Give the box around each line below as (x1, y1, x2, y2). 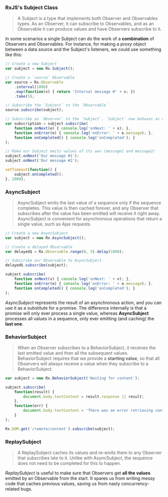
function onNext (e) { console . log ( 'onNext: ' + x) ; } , (14, 126, 131, 131)
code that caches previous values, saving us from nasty (5, 480, 120, 486)
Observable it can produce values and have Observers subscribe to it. (17, 26, 162, 32)
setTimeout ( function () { (5, 167, 57, 172)
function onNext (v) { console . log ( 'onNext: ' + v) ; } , (14, 277, 131, 282)
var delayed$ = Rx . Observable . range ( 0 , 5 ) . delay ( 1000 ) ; (5, 249, 124, 254)
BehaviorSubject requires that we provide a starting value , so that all (17, 355, 160, 361)
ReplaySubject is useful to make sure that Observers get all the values (5, 470, 151, 476)
